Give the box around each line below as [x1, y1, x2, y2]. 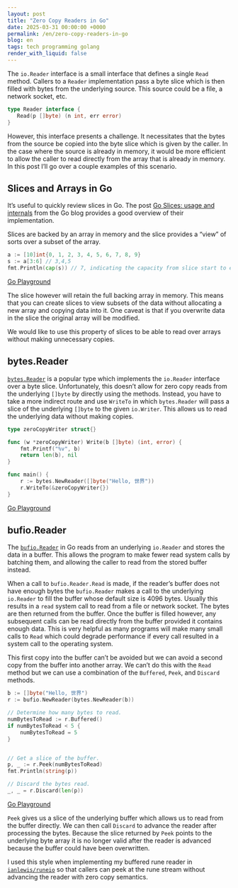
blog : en [7, 37, 33, 44]
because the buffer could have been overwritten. [7, 843, 150, 852]
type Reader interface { [7, 106, 81, 113]
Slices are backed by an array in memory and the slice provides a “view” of [7, 230, 227, 238]
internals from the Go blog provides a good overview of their [7, 209, 184, 217]
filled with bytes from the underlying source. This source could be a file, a [7, 84, 223, 93]
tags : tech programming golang [7, 43, 100, 50]
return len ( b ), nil [20, 452, 78, 459]
